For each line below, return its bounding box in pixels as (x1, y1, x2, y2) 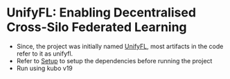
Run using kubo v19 (16, 64, 73, 72)
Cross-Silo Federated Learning (6, 19, 188, 35)
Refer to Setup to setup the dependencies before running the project (16, 56, 213, 65)
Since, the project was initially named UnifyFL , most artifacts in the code (16, 42, 224, 50)
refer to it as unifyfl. (16, 49, 73, 58)
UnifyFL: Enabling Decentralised (6, 5, 197, 21)
